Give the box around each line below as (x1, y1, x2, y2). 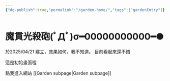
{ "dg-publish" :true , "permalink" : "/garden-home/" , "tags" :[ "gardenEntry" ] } (5, 7, 165, 13)
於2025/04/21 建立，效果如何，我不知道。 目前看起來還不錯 (5, 49, 131, 55)
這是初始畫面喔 (5, 59, 37, 65)
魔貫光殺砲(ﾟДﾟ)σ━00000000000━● (5, 31, 164, 42)
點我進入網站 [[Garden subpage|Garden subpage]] (5, 70, 111, 76)
